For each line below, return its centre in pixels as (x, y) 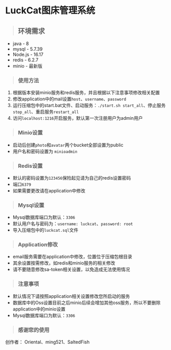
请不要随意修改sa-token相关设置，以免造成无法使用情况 (71, 270)
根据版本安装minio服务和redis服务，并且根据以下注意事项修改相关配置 (86, 93)
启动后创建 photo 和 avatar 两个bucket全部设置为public (68, 145)
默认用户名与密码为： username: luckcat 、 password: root (73, 224)
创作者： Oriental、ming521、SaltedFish (47, 342)
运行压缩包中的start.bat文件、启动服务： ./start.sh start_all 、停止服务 (89, 105)
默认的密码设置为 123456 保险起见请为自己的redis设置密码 (72, 178)
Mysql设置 (31, 205)
